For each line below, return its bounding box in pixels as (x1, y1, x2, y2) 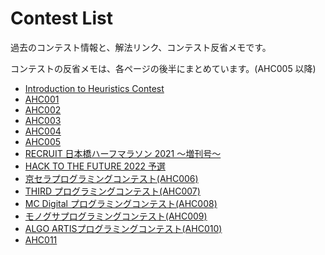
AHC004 (24, 125, 62, 137)
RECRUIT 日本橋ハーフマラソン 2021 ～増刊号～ (24, 147, 222, 159)
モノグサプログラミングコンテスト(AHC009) (24, 210, 208, 222)
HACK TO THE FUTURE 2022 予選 (24, 160, 166, 172)
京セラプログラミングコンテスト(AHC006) (24, 172, 199, 184)
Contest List (10, 7, 113, 30)
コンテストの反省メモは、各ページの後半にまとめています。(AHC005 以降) (10, 62, 317, 74)
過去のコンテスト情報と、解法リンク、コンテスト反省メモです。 (10, 41, 272, 53)
